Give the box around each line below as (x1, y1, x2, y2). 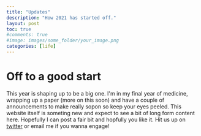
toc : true (6, 26, 32, 32)
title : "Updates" (6, 9, 51, 15)
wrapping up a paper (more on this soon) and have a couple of (6, 96, 164, 104)
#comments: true (6, 32, 48, 38)
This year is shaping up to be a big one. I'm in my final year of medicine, (6, 89, 188, 97)
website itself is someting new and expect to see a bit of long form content (6, 109, 195, 116)
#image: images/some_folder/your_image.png (6, 37, 119, 43)
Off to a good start (6, 70, 101, 83)
